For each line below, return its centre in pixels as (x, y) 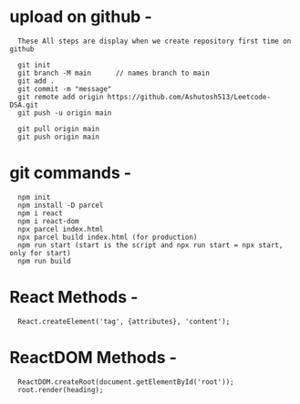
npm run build (44, 261)
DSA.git (24, 105)
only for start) (40, 253)
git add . (36, 81)
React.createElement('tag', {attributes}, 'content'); (124, 321)
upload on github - (81, 17)
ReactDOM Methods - (93, 357)
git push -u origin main (65, 113)
